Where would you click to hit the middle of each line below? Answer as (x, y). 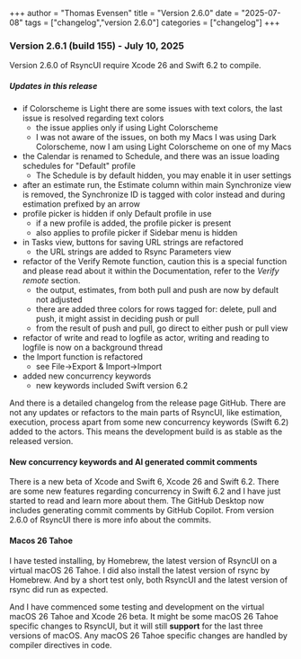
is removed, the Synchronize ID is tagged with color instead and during (154, 195)
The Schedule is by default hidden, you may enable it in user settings (164, 175)
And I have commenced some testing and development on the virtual (137, 607)
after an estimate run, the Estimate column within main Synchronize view (157, 185)
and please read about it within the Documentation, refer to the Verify (151, 271)
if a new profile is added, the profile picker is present (133, 223)
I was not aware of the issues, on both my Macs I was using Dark (156, 138)
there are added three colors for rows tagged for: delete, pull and (156, 309)
